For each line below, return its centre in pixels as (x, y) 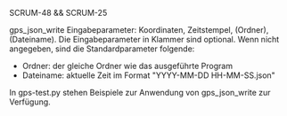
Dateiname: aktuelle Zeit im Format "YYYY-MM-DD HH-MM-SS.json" (149, 75)
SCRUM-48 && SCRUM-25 (58, 13)
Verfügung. (30, 102)
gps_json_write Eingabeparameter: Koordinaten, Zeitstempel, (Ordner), (139, 30)
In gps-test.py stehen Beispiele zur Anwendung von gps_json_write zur (140, 93)
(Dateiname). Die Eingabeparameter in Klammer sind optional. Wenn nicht (144, 39)
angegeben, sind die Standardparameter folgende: (102, 49)
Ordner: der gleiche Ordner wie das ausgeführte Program (127, 66)
